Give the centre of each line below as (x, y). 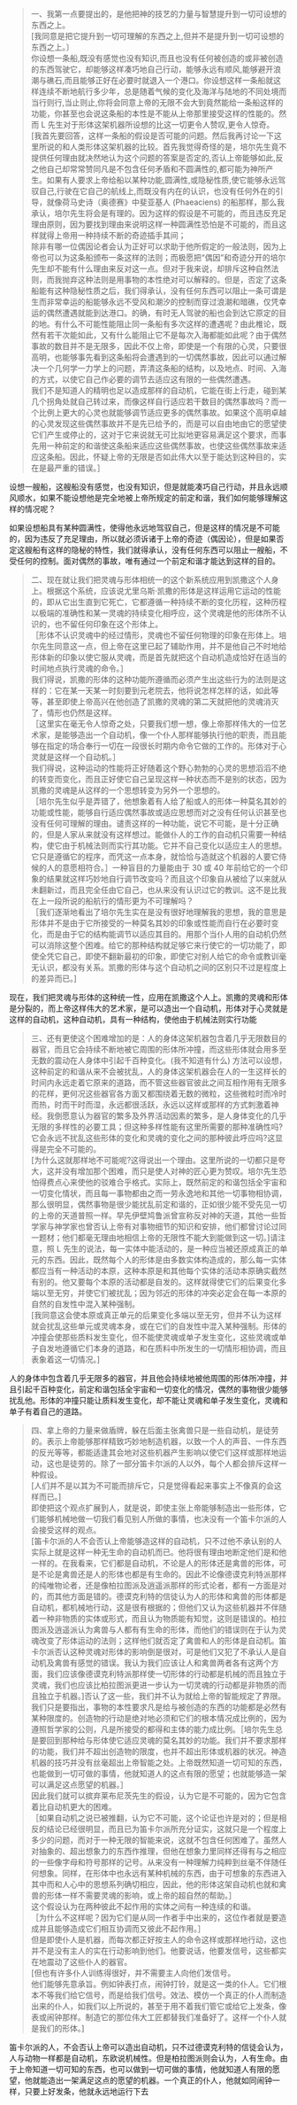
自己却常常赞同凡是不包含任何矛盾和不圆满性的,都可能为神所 (156, 169)
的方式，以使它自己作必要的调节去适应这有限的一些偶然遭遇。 (143, 379)
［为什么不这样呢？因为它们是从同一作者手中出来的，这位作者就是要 (155, 1918)
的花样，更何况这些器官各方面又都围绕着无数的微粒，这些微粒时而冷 (155, 1094)
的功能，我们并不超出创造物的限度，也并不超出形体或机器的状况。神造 (159, 1752)
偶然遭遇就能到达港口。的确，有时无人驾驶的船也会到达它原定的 (163, 313)
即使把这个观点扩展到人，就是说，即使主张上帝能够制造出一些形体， (155, 1508)
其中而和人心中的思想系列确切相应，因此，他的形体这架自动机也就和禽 (159, 1884)
